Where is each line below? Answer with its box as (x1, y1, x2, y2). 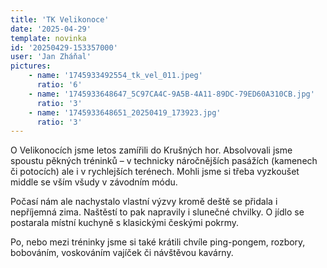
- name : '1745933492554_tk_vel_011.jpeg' (28, 71, 203, 81)
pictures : (10, 61, 52, 71)
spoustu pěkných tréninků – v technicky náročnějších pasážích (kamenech (10, 155, 318, 167)
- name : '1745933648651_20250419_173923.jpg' (28, 107, 222, 118)
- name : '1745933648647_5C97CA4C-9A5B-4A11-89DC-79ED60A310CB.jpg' (28, 89, 315, 99)
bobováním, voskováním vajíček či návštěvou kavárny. (10, 247, 234, 259)
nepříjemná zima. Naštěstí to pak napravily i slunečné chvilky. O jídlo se (10, 206, 305, 218)
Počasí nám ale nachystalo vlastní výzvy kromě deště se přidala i (10, 196, 278, 208)
